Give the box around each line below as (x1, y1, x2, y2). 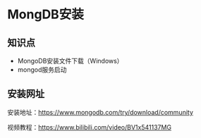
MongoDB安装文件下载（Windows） (17, 57, 123, 65)
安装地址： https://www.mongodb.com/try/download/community (7, 108, 194, 116)
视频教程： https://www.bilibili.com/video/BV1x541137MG (7, 123, 171, 131)
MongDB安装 (7, 6, 85, 23)
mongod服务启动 (17, 65, 67, 74)
